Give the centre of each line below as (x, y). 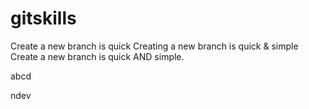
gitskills (43, 18)
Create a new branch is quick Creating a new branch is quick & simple (154, 46)
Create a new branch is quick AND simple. (97, 56)
